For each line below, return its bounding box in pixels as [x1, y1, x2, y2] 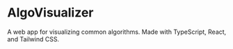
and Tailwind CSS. [7, 35, 60, 43]
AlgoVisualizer [7, 5, 94, 21]
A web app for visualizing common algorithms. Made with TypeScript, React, [7, 28, 227, 36]
